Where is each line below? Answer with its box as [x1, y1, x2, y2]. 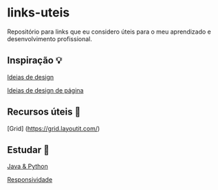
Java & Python [7, 163, 48, 171]
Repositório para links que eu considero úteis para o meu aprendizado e [7, 27, 212, 36]
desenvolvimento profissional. [7, 34, 93, 43]
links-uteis [7, 5, 70, 21]
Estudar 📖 [7, 144, 50, 156]
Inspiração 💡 [7, 55, 63, 67]
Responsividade [7, 176, 53, 184]
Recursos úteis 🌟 [7, 106, 81, 118]
